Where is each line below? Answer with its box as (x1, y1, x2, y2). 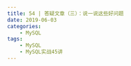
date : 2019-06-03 (7, 16, 57, 23)
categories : (7, 23, 41, 30)
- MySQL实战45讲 (19, 49, 63, 56)
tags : (7, 36, 23, 43)
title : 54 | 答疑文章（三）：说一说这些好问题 (7, 10, 124, 17)
